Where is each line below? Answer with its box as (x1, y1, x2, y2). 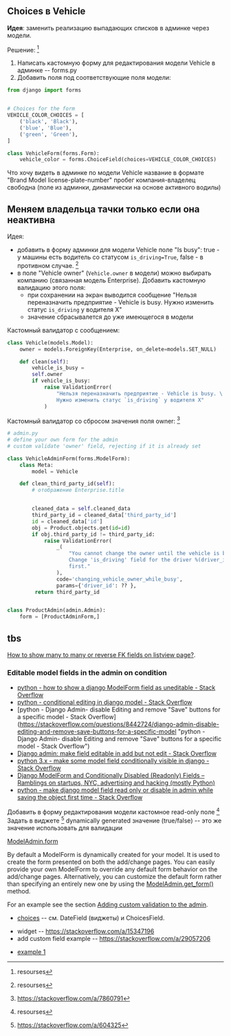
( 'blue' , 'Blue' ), (19, 124, 72, 132)
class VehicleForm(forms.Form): (7, 149, 100, 157)
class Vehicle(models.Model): (7, 339, 94, 346)
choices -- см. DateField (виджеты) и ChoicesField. (16, 913, 165, 922)
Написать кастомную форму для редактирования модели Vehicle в (16, 59, 215, 68)
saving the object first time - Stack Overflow (16, 794, 143, 802)
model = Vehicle (32, 468, 78, 475)
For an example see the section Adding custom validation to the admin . (7, 900, 208, 909)
